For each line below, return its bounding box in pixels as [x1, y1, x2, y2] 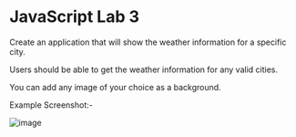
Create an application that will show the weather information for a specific [9, 37, 287, 47]
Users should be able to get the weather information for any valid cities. [9, 64, 279, 75]
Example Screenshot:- [9, 99, 93, 111]
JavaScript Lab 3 [9, 6, 139, 27]
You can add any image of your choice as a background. [9, 81, 221, 92]
